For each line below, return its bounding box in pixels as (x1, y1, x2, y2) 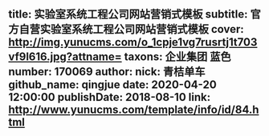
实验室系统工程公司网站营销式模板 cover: (39, 22, 245, 36)
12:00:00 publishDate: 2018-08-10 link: (8, 90, 211, 104)
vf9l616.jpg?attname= (8, 50, 122, 64)
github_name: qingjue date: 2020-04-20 (8, 78, 217, 92)
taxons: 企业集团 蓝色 (124, 50, 231, 64)
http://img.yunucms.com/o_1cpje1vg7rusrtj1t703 (8, 35, 258, 50)
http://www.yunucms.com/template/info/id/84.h (8, 103, 259, 117)
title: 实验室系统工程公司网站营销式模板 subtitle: (8, 7, 248, 22)
